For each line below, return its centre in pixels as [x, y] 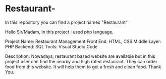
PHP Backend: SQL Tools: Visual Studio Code [52, 46]
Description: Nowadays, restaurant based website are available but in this [80, 56]
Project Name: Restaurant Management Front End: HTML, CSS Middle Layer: [83, 41]
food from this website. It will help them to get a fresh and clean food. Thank [83, 67]
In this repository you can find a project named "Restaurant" [66, 22]
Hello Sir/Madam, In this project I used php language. [59, 32]
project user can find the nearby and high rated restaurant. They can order [81, 61]
